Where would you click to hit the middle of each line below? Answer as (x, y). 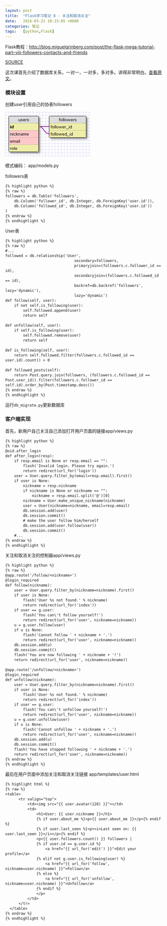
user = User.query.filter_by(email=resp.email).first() (73, 476)
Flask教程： (17, 47)
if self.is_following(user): (44, 331)
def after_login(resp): (30, 456)
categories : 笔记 (22, 26)
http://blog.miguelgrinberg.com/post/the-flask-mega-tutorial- (92, 47)
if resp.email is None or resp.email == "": (61, 461)
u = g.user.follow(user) (40, 625)
